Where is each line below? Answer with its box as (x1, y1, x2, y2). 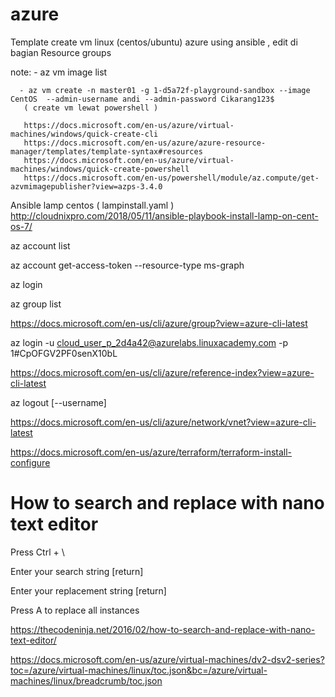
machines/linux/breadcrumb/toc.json (10, 674, 163, 687)
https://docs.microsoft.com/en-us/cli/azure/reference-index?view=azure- (10, 366, 315, 378)
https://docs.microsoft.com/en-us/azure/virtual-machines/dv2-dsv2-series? (10, 653, 325, 665)
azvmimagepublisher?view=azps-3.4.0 (10, 181, 163, 192)
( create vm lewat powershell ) (23, 103, 159, 113)
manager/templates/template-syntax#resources (10, 146, 203, 157)
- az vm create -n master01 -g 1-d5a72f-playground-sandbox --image (19, 85, 311, 95)
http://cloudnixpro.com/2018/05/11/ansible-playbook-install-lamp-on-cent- (10, 209, 319, 222)
